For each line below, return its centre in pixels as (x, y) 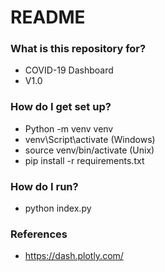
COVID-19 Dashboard (69, 70)
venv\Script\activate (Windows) (90, 139)
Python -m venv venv (69, 128)
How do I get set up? (61, 107)
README (48, 17)
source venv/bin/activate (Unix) (89, 150)
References (39, 234)
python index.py (58, 208)
